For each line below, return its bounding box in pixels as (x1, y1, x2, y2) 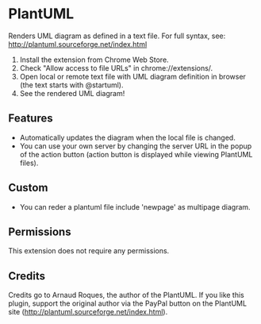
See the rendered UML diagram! (19, 88, 125, 98)
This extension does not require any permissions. (8, 246, 170, 256)
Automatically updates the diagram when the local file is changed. (19, 133, 236, 142)
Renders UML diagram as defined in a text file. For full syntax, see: (8, 31, 226, 40)
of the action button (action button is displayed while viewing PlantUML (19, 149, 253, 159)
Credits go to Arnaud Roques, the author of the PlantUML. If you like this (8, 291, 244, 300)
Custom (8, 181, 48, 195)
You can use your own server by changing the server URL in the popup (19, 141, 252, 151)
